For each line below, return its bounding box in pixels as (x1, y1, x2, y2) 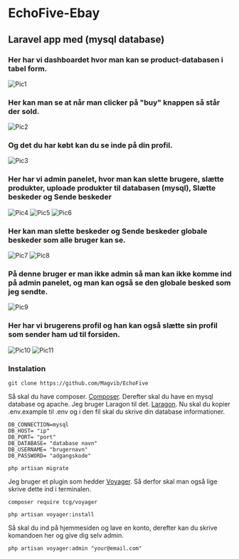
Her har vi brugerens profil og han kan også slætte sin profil (8, 320, 218, 330)
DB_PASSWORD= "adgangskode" (8, 452, 92, 459)
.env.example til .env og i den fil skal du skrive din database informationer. (8, 407, 225, 416)
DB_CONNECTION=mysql (8, 421, 70, 428)
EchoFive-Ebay (8, 5, 100, 21)
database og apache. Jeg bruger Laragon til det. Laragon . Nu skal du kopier (8, 399, 230, 408)
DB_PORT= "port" (8, 433, 56, 441)
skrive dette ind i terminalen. (8, 484, 92, 493)
